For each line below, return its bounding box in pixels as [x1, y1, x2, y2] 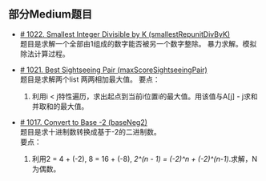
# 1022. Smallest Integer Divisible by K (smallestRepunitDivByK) [19, 29, 231, 38]
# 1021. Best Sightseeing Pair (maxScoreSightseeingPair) [19, 65, 208, 74]
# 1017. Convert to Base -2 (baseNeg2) [19, 117, 148, 127]
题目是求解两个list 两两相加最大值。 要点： [19, 74, 160, 84]
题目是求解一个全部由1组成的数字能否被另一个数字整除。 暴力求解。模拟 [19, 38, 257, 48]
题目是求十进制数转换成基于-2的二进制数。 [19, 127, 162, 136]
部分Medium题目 [8, 7, 93, 22]
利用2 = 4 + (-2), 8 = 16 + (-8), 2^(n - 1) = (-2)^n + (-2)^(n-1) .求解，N [31, 154, 258, 163]
